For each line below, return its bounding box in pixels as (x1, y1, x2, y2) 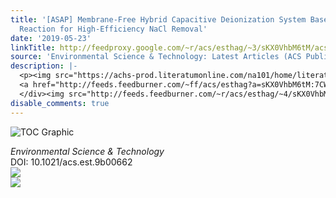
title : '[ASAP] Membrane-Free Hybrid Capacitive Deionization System (10, 14, 307, 25)
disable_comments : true (10, 98, 110, 108)
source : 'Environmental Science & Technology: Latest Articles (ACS (10, 52, 302, 62)
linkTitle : (10, 42, 56, 53)
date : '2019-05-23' (10, 33, 92, 43)
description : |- (10, 61, 78, 71)
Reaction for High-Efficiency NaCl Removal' (19, 24, 208, 34)
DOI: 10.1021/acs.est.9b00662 (10, 156, 133, 168)
